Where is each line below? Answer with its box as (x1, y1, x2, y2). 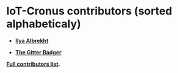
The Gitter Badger (15, 48, 62, 56)
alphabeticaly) (6, 17, 81, 31)
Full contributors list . (6, 60, 60, 68)
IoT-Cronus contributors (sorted (6, 4, 173, 18)
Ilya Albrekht (15, 37, 49, 44)
